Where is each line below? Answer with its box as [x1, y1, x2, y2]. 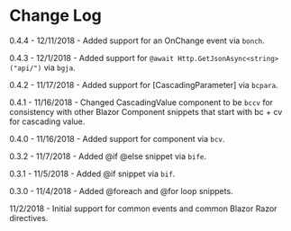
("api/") [9, 64, 42, 73]
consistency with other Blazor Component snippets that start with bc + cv [9, 106, 283, 117]
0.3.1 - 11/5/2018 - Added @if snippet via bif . [9, 168, 176, 179]
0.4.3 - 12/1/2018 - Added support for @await [9, 52, 174, 63]
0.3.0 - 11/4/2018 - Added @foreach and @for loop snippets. [9, 185, 233, 196]
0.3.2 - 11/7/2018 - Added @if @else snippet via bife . [9, 150, 207, 162]
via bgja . [43, 62, 76, 73]
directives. [9, 212, 49, 223]
